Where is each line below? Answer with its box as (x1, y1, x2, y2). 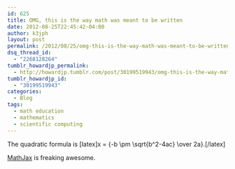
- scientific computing (13, 120, 83, 128)
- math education (13, 108, 64, 115)
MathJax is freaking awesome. (7, 153, 96, 161)
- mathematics (13, 114, 55, 121)
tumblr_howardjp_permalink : (7, 62, 90, 69)
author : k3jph (7, 29, 49, 37)
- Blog (13, 95, 33, 102)
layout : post (7, 36, 45, 43)
